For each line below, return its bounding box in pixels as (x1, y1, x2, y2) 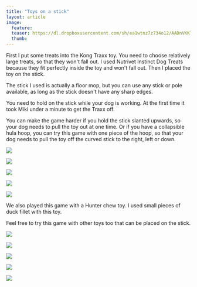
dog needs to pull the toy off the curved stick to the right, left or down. (6, 136, 176, 142)
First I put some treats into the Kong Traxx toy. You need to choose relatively (6, 52, 191, 59)
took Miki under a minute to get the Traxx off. (6, 106, 115, 112)
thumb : (11, 36, 28, 42)
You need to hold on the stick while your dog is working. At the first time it (6, 100, 185, 106)
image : (6, 19, 22, 25)
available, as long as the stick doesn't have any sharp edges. (6, 88, 154, 95)
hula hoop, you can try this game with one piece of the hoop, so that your (6, 129, 184, 136)
